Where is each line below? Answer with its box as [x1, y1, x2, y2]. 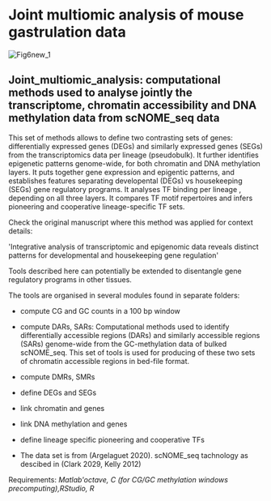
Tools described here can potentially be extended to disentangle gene [8, 266, 242, 276]
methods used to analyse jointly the [8, 86, 193, 100]
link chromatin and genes [19, 403, 105, 413]
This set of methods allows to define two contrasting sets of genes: [8, 132, 233, 143]
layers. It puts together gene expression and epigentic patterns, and [8, 167, 235, 177]
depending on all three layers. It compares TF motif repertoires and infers [8, 193, 253, 203]
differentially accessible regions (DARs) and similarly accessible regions [19, 330, 260, 340]
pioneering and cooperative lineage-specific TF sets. [8, 201, 185, 212]
